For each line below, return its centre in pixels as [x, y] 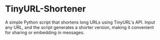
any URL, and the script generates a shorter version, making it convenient [80, 27]
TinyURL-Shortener [46, 9]
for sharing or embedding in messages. [45, 32]
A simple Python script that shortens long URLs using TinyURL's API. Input [80, 22]
